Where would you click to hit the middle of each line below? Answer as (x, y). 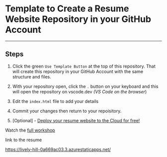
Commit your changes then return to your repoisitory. (67, 111)
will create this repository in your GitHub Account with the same (78, 71)
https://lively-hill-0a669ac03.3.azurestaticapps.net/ (58, 149)
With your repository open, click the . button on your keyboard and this (85, 86)
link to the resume (24, 140)
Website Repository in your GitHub (78, 19)
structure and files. (32, 77)
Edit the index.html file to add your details (55, 101)
